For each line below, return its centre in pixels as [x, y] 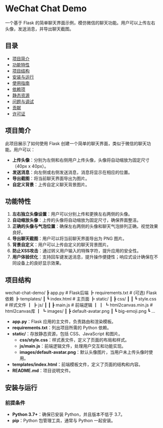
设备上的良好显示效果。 [40, 263]
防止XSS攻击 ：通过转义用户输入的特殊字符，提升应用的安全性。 [77, 251]
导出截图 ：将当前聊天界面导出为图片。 [51, 178]
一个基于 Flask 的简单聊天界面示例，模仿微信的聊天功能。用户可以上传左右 [80, 23]
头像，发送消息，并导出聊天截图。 [39, 29]
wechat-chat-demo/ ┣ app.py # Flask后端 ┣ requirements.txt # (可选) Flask [81, 293]
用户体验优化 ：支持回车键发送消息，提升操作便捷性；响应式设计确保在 [83, 257]
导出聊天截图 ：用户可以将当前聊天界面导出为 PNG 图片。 [70, 239]
